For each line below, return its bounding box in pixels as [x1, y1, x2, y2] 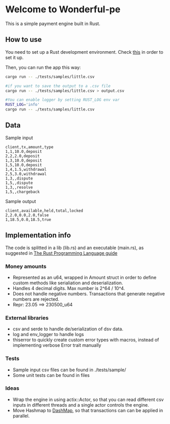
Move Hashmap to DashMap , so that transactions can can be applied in [12, 407, 163, 413]
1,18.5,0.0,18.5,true [5, 217, 52, 222]
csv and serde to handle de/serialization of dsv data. [12, 326, 124, 332]
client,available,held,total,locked [5, 208, 83, 213]
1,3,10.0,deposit [5, 158, 42, 163]
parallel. [12, 413, 30, 419]
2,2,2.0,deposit [5, 153, 40, 159]
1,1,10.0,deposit [5, 149, 42, 154]
